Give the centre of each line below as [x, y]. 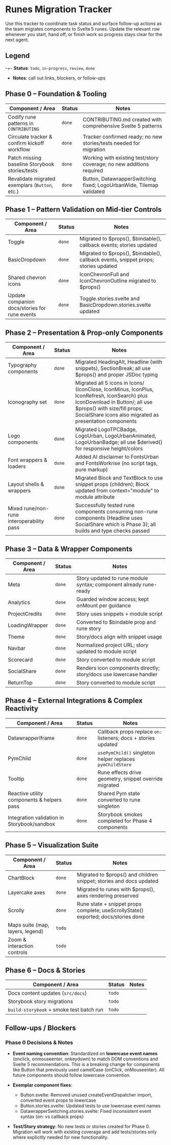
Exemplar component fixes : [42, 1085]
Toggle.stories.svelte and [110, 299]
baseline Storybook [31, 164]
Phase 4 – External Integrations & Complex [74, 701]
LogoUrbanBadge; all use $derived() [119, 442]
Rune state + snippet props [109, 904]
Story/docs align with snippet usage [119, 637]
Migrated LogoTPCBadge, [106, 430]
